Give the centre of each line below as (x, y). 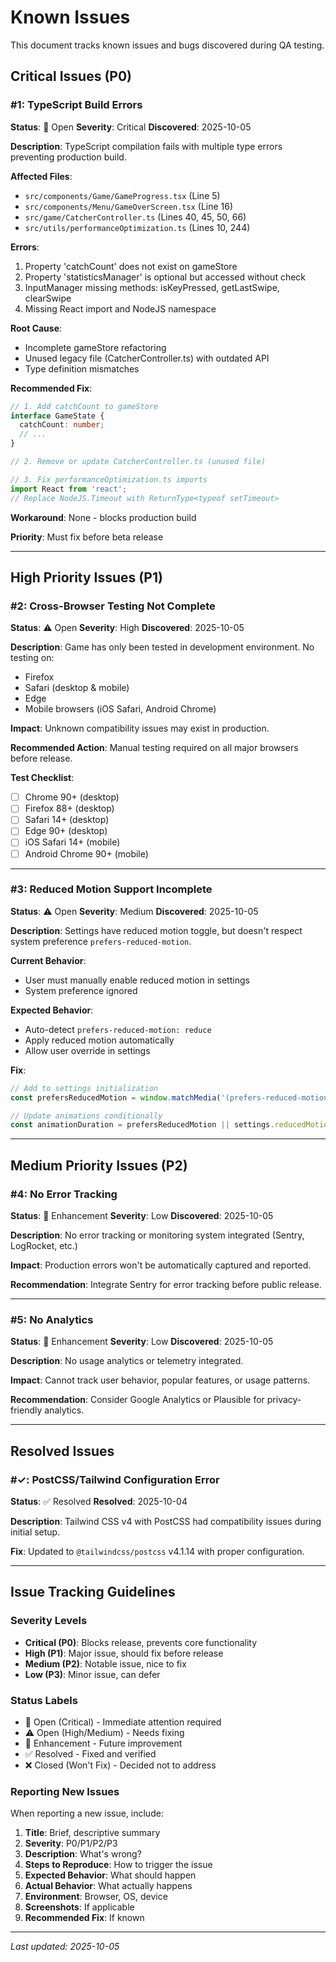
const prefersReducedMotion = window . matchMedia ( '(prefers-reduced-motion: (171, 1097)
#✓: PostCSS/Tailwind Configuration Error (115, 1479)
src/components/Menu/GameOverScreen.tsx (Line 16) (129, 206)
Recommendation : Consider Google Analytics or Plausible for (137, 1400)
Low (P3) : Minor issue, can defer (92, 1674)
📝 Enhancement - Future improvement (103, 1743)
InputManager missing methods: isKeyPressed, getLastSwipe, (152, 287)
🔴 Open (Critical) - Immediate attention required (123, 1722)
